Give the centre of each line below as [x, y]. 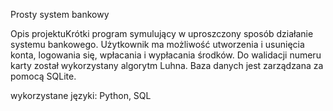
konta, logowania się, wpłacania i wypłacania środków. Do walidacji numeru [166, 55]
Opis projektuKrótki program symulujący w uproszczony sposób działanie [162, 33]
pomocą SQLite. [43, 76]
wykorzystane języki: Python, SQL [81, 95]
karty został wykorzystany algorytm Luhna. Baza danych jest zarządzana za [167, 65]
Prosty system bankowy [60, 14]
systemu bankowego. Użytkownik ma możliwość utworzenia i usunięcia [157, 44]
